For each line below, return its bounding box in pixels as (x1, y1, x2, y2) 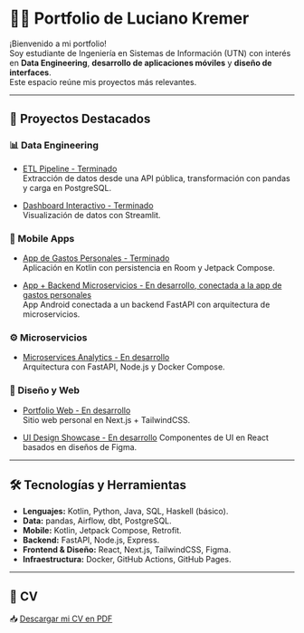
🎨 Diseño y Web (9, 384, 80, 397)
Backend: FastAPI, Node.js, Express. (22, 534, 160, 546)
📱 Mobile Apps (9, 232, 75, 245)
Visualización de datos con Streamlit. (22, 209, 161, 220)
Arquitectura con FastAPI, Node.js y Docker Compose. (22, 361, 225, 372)
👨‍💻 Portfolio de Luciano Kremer (9, 8, 250, 29)
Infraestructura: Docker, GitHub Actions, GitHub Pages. (22, 554, 232, 565)
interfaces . (9, 67, 52, 78)
